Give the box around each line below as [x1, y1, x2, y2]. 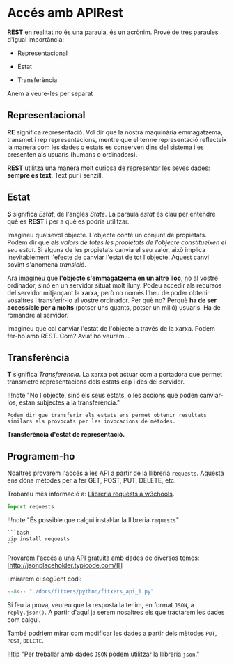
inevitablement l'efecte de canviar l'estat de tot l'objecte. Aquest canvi [7, 253, 210, 261]
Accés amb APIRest [7, 5, 123, 21]
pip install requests [7, 535, 70, 542]
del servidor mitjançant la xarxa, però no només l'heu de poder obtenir [7, 288, 210, 297]
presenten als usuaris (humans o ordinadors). [7, 150, 138, 158]
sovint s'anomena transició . [7, 260, 87, 269]
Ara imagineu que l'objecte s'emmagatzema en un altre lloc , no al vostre [7, 274, 218, 282]
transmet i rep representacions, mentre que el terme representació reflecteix [7, 135, 227, 143]
